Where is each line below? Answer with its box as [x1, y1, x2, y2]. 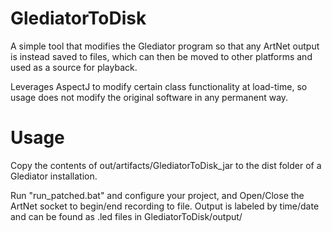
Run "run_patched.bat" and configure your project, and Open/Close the [10, 189, 305, 201]
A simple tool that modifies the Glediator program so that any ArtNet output [10, 40, 320, 52]
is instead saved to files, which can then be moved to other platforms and [10, 50, 313, 62]
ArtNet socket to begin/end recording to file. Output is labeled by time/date [10, 200, 320, 212]
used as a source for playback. [10, 61, 138, 73]
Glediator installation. [10, 170, 98, 182]
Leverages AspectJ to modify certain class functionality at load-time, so [10, 80, 308, 92]
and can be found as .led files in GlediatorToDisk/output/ [10, 210, 243, 222]
